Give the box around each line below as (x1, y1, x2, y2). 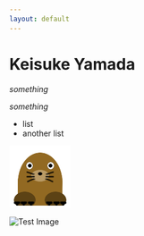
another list (21, 128, 64, 139)
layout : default (9, 14, 70, 23)
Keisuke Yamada (9, 54, 136, 74)
